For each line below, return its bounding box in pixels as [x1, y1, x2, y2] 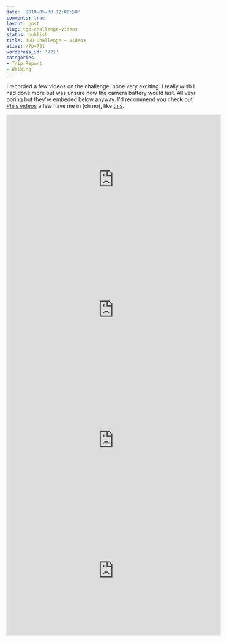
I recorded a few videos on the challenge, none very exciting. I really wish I [6, 83, 195, 90]
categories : [6, 55, 37, 61]
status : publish [6, 32, 48, 38]
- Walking [6, 66, 32, 72]
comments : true [6, 15, 45, 21]
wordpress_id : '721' [6, 49, 59, 55]
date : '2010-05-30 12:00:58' [6, 9, 81, 15]
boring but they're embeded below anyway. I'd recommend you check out [6, 96, 193, 103]
